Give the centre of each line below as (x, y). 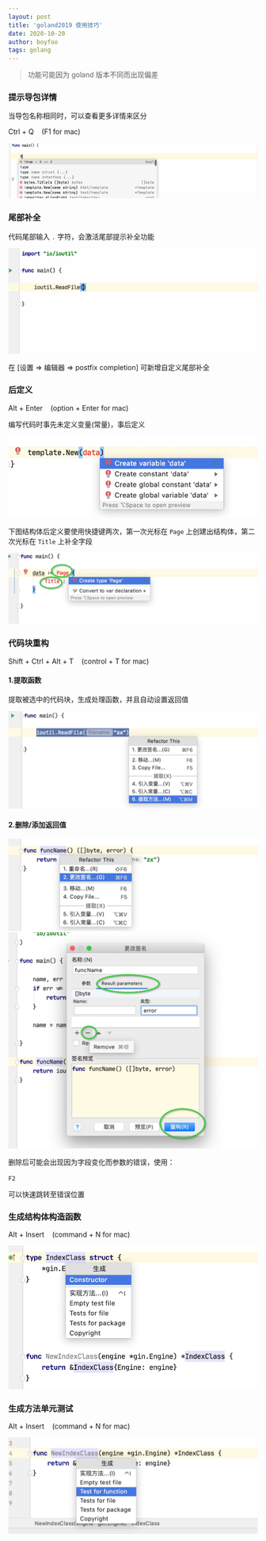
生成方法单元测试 (41, 1409)
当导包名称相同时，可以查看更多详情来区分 (78, 116)
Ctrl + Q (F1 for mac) (44, 132)
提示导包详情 (33, 98)
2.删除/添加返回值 (37, 825)
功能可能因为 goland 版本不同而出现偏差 (93, 75)
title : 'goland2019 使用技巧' (55, 25)
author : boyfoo (33, 42)
